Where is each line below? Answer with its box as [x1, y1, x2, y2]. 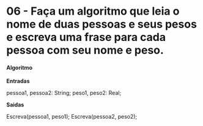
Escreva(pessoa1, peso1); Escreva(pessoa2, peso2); [6, 113, 138, 120]
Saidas [6, 101, 24, 108]
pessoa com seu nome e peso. [6, 43, 164, 57]
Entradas [6, 78, 30, 85]
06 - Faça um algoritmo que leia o [6, 4, 180, 18]
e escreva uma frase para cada [6, 31, 166, 44]
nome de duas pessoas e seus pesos [6, 17, 197, 31]
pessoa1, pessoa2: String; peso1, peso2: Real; [6, 89, 122, 97]
